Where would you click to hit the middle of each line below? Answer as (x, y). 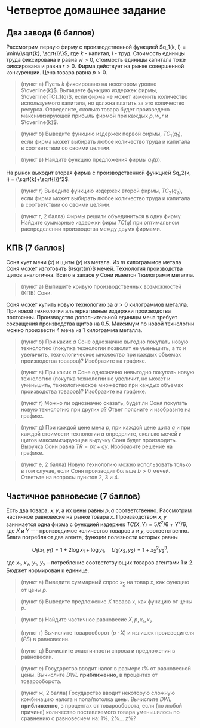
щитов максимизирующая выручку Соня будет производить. (99, 440)
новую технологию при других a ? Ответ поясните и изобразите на (106, 410)
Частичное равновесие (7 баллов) (73, 496)
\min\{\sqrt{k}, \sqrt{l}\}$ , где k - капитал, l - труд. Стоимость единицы (96, 53)
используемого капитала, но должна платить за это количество (103, 103)
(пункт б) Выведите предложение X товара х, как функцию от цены (107, 601)
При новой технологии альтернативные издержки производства (89, 311)
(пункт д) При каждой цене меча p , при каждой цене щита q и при (106, 428)
